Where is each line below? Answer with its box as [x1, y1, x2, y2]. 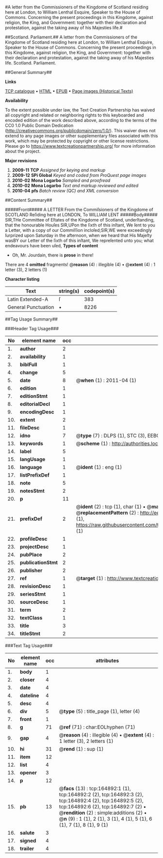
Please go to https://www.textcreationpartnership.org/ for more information [5, 143, 156, 149]
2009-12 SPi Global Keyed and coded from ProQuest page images [12, 172, 147, 178]
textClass [20, 615, 43, 621]
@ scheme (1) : [76, 440, 111, 446]
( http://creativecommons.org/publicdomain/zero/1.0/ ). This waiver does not [5, 128, 156, 133]
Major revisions [5, 158, 37, 163]
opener [20, 770, 37, 776]
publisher [20, 567, 43, 574]
